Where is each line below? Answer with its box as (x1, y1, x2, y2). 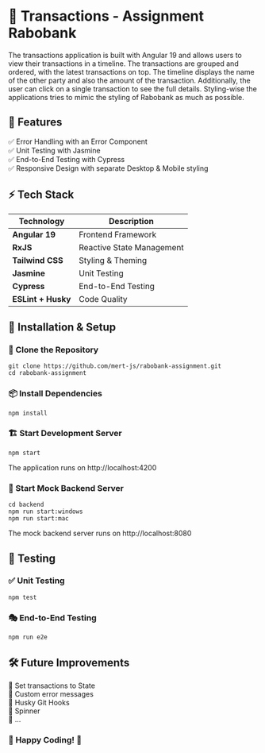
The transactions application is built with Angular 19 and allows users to (8, 50, 242, 60)
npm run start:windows (8, 508, 83, 516)
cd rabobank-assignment (8, 369, 87, 377)
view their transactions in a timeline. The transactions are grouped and (8, 59, 240, 68)
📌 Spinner (8, 706, 41, 716)
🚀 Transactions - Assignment (8, 7, 205, 25)
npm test (8, 593, 37, 601)
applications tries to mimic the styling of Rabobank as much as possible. (8, 92, 244, 102)
